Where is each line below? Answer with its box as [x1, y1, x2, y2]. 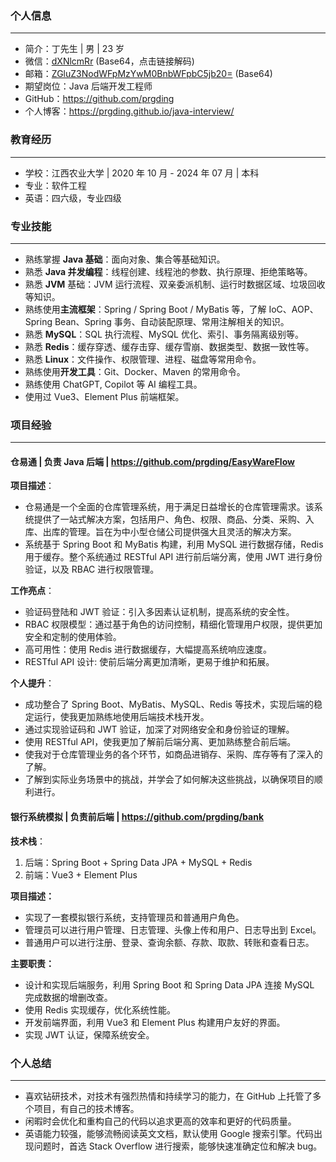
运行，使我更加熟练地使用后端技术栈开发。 [33, 711, 210, 723]
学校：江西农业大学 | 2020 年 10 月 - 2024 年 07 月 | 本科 [24, 167, 260, 179]
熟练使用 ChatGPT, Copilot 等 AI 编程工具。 [24, 378, 203, 390]
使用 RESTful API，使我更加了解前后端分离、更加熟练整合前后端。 [24, 736, 297, 748]
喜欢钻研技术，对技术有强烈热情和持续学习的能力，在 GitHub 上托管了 [24, 1090, 313, 1102]
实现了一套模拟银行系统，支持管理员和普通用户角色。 [24, 911, 245, 923]
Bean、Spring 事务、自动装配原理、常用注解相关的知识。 [54, 315, 290, 327]
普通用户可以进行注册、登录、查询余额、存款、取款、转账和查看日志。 [24, 936, 315, 948]
